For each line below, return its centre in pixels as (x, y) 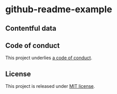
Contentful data (31, 28)
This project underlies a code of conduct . (49, 58)
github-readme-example (59, 9)
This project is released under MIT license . (50, 86)
